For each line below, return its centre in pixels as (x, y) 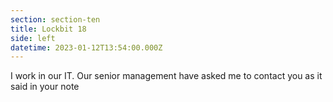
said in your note (45, 87)
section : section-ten (55, 19)
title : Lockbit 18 (48, 29)
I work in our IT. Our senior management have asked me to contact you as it (166, 76)
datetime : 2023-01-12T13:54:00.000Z (86, 47)
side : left (33, 38)
